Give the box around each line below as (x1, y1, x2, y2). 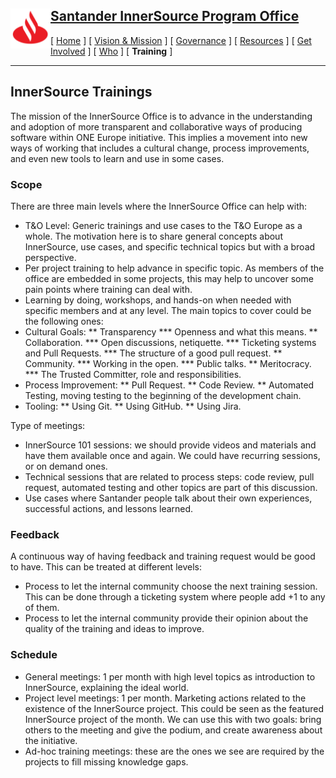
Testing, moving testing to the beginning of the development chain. (24, 389, 302, 401)
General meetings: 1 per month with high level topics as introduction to (24, 670, 316, 683)
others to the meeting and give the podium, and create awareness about (24, 724, 323, 736)
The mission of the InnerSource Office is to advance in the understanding (10, 110, 313, 122)
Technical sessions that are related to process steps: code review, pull (24, 470, 315, 483)
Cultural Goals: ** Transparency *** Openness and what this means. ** (24, 325, 318, 338)
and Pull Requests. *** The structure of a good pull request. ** (24, 347, 283, 359)
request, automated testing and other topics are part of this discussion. (24, 481, 318, 493)
